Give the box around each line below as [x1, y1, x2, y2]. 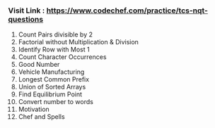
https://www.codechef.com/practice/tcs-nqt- [46, 6, 208, 15]
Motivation [18, 105, 50, 114]
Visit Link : [8, 6, 45, 15]
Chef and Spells [18, 113, 66, 121]
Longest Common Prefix [18, 75, 90, 84]
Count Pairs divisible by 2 [18, 30, 93, 39]
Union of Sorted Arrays [18, 83, 86, 91]
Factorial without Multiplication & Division [18, 38, 139, 46]
